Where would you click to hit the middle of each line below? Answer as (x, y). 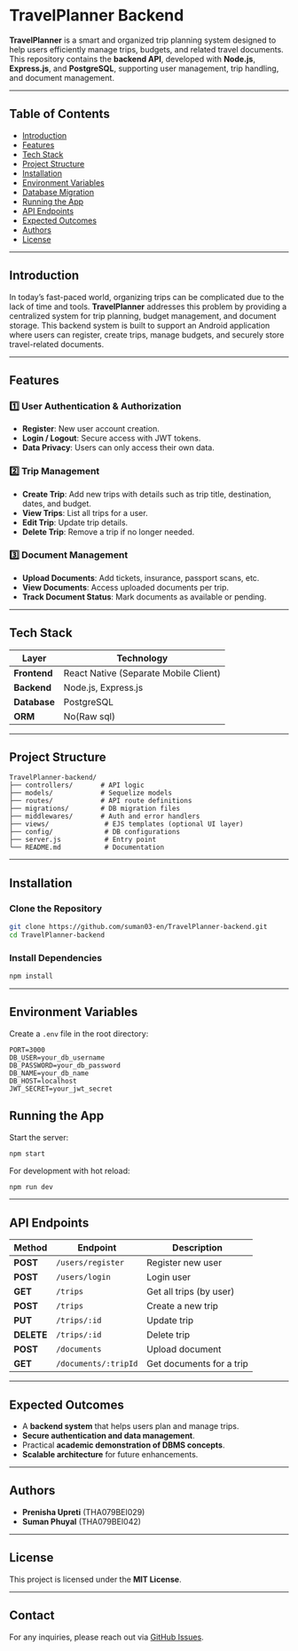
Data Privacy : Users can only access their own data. (118, 448)
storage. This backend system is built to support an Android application (140, 325)
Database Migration (58, 192)
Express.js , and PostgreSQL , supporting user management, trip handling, (144, 68)
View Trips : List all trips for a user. (85, 512)
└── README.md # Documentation (87, 848)
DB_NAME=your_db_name (49, 1073)
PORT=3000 (27, 1050)
